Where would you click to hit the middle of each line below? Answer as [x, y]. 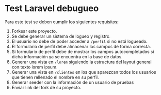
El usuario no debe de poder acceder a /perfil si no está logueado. [80, 41]
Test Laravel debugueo [52, 8]
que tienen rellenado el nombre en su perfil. [55, 77]
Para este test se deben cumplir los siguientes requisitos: [62, 22]
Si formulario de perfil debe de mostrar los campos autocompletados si [83, 52]
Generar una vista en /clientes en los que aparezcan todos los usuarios [84, 72]
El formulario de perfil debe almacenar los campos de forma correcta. [81, 46]
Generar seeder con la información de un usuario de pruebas [73, 82]
